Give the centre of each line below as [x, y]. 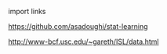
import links [27, 11]
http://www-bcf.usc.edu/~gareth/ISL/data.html [83, 41]
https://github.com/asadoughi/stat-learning [78, 26]
